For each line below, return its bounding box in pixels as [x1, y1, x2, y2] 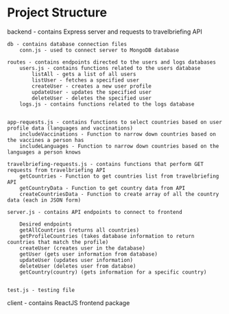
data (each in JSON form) [7, 197, 81, 204]
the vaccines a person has [7, 136, 84, 143]
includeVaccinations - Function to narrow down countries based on [19, 130, 216, 138]
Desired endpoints [19, 221, 72, 228]
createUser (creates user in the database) [19, 245, 146, 252]
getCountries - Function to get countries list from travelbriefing [19, 173, 219, 180]
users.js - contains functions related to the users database [19, 64, 201, 71]
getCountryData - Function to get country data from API [19, 184, 186, 191]
